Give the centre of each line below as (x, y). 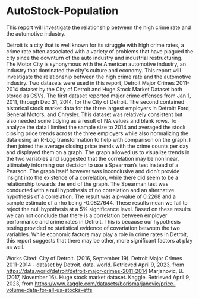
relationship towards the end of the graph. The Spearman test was (87, 184)
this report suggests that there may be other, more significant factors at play (99, 240)
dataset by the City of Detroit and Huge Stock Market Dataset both (101, 89)
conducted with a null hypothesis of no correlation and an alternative (90, 190)
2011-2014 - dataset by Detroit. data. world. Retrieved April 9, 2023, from (95, 265)
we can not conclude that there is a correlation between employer (87, 215)
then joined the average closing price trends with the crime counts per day (97, 146)
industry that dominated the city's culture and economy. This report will (94, 70)
